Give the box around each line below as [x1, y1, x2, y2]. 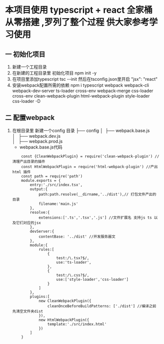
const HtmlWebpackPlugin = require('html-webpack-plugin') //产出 [21, 164, 158, 169]
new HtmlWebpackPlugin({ [38, 317, 90, 322]
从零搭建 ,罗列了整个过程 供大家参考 [5, 17, 149, 28]
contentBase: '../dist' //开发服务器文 [38, 234, 116, 239]
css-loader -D [12, 98, 41, 104]
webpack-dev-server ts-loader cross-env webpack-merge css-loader [12, 88, 153, 94]
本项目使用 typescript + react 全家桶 [5, 4, 153, 16]
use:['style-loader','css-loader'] [56, 277, 129, 282]
